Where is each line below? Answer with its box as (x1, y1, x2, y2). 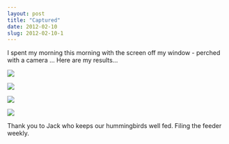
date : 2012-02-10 (7, 23, 58, 30)
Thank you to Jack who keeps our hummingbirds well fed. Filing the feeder (7, 122, 222, 130)
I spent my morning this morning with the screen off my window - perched (7, 49, 221, 57)
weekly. (7, 129, 29, 138)
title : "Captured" (7, 17, 61, 24)
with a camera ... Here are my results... (7, 56, 118, 65)
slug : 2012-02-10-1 (7, 29, 64, 37)
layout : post (7, 10, 45, 17)
